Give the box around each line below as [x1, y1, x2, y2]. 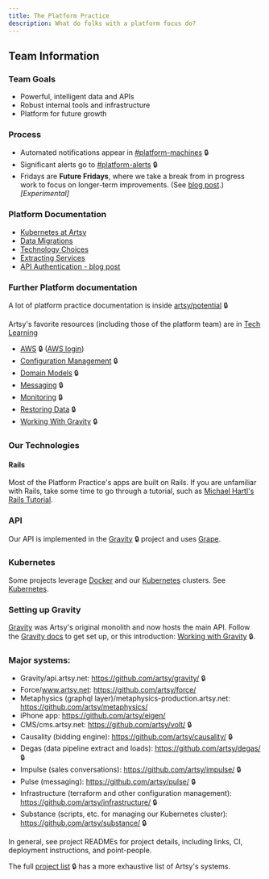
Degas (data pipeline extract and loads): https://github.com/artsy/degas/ [19, 743, 261, 753]
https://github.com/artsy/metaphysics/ [19, 702, 148, 712]
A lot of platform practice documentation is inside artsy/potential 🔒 [8, 300, 229, 311]
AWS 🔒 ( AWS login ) [19, 344, 85, 354]
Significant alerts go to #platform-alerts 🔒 [19, 160, 158, 170]
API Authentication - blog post [19, 262, 121, 271]
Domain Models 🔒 [19, 368, 79, 378]
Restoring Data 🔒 [19, 404, 77, 414]
